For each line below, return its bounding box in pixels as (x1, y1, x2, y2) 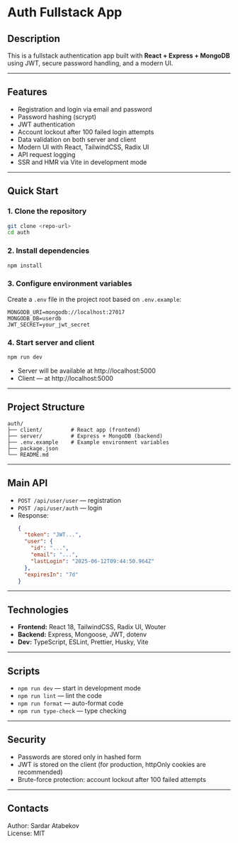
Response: (17, 511, 49, 519)
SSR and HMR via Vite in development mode (17, 158, 147, 166)
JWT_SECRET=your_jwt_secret (7, 321, 91, 328)
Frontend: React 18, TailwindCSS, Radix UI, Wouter (17, 623, 166, 631)
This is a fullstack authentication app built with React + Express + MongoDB (7, 51, 230, 60)
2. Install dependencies (7, 246, 90, 256)
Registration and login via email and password (17, 104, 152, 114)
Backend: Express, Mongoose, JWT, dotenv (17, 630, 147, 639)
